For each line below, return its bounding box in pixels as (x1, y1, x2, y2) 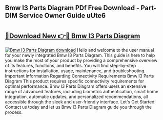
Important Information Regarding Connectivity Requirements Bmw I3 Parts (5, 73, 154, 79)
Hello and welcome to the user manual (77, 47, 154, 53)
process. (5, 109, 23, 115)
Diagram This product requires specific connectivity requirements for (5, 78, 144, 84)
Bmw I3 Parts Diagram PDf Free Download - (5, 4, 140, 12)
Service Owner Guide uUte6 (19, 12, 106, 20)
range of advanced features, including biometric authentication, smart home (5, 89, 159, 94)
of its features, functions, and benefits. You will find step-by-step (5, 63, 136, 68)
